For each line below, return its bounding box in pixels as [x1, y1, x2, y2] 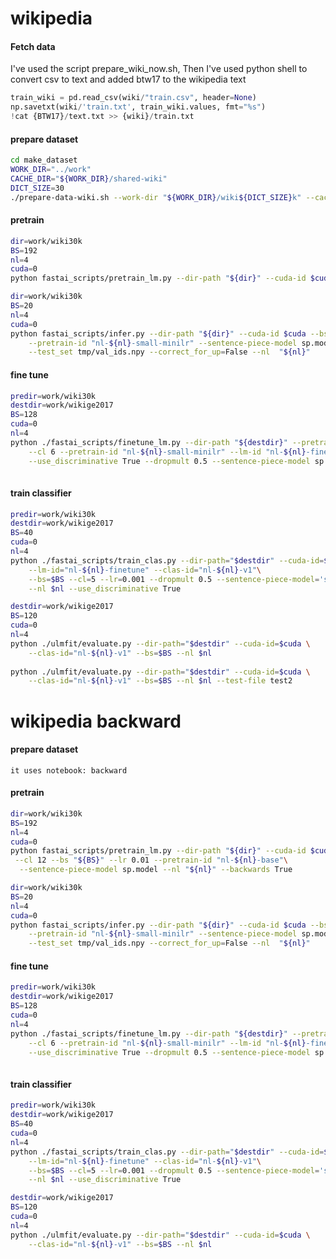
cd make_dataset [10, 155, 78, 166]
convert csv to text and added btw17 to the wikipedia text [10, 73, 247, 86]
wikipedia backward [10, 710, 182, 732]
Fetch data [10, 40, 56, 52]
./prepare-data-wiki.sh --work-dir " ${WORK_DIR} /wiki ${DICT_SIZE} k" [10, 192, 302, 202]
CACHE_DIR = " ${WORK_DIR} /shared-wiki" [10, 173, 168, 184]
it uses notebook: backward [10, 765, 128, 776]
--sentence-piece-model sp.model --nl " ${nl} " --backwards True [19, 865, 293, 875]
